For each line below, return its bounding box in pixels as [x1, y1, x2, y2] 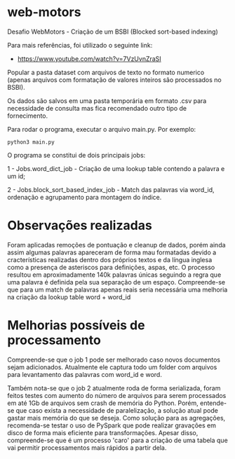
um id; [7, 172, 26, 180]
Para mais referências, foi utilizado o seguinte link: [7, 41, 153, 49]
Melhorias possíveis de [7, 317, 145, 334]
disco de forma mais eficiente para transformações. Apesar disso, [7, 428, 199, 437]
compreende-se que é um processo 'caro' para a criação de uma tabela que [7, 436, 228, 444]
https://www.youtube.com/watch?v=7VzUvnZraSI [17, 54, 161, 63]
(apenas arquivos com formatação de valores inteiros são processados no [7, 75, 222, 84]
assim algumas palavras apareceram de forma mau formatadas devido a [7, 248, 217, 256]
